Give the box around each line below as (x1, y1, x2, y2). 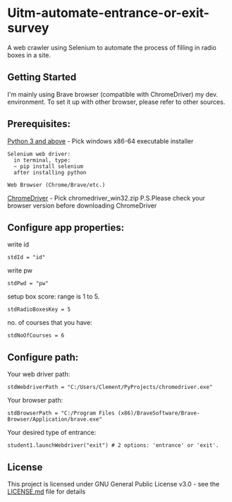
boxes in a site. (7, 51, 51, 59)
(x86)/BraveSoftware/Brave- (117, 410, 200, 417)
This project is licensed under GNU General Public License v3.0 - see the (7, 480, 220, 488)
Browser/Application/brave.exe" (7, 416, 102, 423)
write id (7, 240, 30, 249)
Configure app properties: (7, 221, 125, 234)
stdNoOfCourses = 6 (7, 332, 65, 340)
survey (7, 20, 49, 36)
